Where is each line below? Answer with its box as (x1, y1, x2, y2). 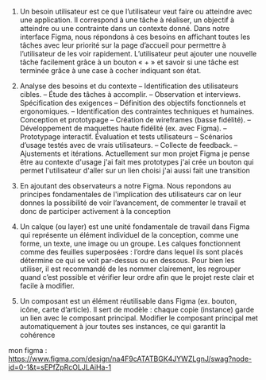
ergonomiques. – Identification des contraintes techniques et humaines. (19, 107, 255, 116)
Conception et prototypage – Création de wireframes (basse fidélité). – (19, 115, 252, 124)
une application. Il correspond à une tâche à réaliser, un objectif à (19, 15, 235, 25)
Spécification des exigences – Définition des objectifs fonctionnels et (19, 99, 246, 107)
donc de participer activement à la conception (19, 207, 171, 215)
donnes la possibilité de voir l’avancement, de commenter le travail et (19, 198, 246, 207)
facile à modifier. (19, 281, 75, 290)
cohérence (19, 330, 56, 339)
